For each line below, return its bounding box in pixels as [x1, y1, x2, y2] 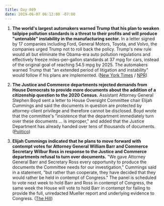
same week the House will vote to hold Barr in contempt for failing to [12, 185, 151, 191]
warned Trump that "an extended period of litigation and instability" [12, 67, 148, 73]
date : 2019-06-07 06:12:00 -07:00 [5, 12, 76, 17]
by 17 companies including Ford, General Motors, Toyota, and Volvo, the [12, 41, 158, 47]
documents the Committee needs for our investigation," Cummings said [12, 164, 157, 170]
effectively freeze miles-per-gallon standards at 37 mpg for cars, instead [12, 56, 159, 62]
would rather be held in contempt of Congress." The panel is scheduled [12, 175, 157, 180]
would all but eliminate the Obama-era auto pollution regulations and [12, 51, 151, 57]
